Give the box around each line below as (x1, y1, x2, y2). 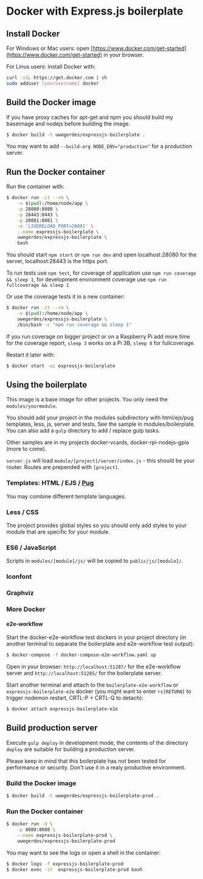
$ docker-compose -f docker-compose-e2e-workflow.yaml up (6, 652, 156, 658)
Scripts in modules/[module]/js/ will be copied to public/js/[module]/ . (6, 557, 184, 565)
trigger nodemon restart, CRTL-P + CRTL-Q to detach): (6, 694, 144, 702)
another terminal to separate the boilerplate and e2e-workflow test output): (6, 640, 194, 648)
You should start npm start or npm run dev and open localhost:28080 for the (6, 251, 197, 258)
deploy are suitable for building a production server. (6, 745, 136, 753)
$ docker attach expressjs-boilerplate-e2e (6, 706, 119, 712)
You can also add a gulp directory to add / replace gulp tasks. (6, 427, 160, 434)
